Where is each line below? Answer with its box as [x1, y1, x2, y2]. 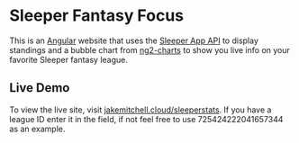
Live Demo [9, 80, 70, 95]
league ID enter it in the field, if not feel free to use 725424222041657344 [9, 113, 284, 124]
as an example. [9, 123, 66, 134]
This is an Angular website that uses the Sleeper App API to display [9, 35, 259, 46]
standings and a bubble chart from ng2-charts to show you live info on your [9, 44, 291, 55]
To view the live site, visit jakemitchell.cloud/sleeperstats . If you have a [9, 104, 272, 115]
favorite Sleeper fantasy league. [9, 54, 128, 65]
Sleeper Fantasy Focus [9, 5, 185, 26]
